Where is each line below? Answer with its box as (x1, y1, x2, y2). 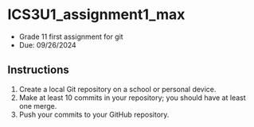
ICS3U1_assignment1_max (7, 6, 186, 24)
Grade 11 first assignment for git (18, 32, 124, 41)
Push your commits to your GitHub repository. (18, 110, 170, 119)
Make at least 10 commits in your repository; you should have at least (18, 93, 246, 102)
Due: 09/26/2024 (18, 40, 76, 49)
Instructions (7, 63, 69, 77)
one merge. (18, 101, 57, 110)
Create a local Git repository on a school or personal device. (18, 84, 217, 94)
